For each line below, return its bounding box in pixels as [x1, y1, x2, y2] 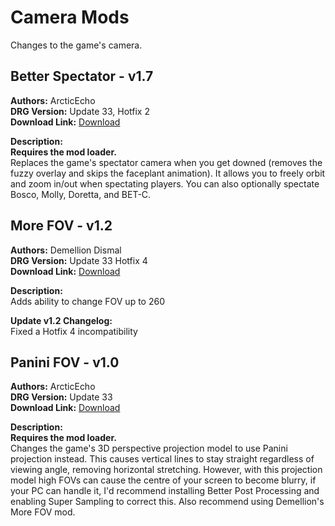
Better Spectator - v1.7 [10, 68, 154, 85]
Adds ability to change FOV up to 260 [10, 295, 165, 307]
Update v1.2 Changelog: [10, 314, 113, 326]
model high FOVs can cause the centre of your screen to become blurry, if [10, 474, 317, 486]
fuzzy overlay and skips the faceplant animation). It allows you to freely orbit [10, 167, 326, 179]
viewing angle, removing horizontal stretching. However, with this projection [10, 464, 323, 476]
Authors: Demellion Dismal [10, 244, 122, 256]
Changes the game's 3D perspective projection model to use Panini [10, 442, 288, 455]
